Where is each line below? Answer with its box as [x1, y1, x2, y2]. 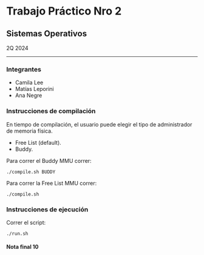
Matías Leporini [15, 85, 54, 93]
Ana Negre [15, 92, 42, 99]
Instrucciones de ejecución [6, 205, 89, 213]
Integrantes [6, 65, 41, 73]
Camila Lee [15, 79, 44, 86]
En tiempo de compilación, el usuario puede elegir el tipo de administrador [6, 121, 192, 128]
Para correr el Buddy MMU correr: [6, 157, 92, 164]
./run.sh [6, 230, 29, 237]
